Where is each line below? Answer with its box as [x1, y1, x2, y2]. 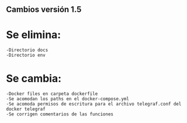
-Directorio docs [6, 47, 49, 53]
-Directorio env [6, 52, 46, 58]
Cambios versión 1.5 [6, 5, 82, 15]
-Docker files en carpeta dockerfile [6, 91, 98, 97]
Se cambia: [6, 72, 62, 85]
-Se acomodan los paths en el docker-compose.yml [6, 96, 130, 102]
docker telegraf [6, 106, 46, 113]
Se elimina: [6, 28, 61, 41]
